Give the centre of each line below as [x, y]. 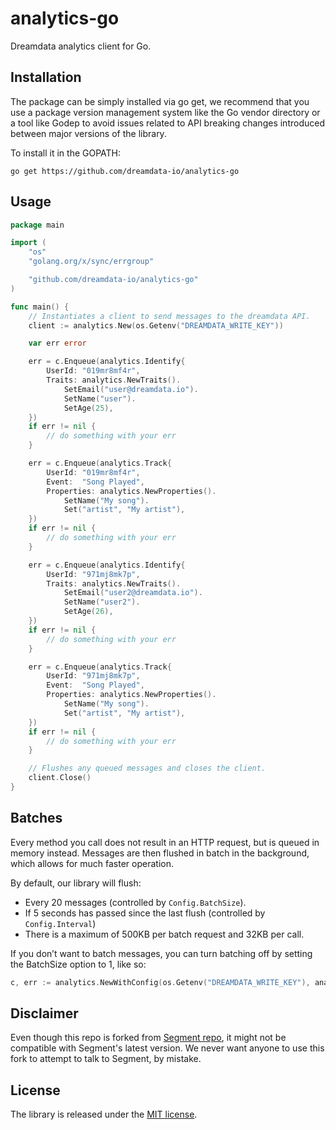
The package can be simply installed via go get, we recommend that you [160, 101]
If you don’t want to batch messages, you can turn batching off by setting [161, 953]
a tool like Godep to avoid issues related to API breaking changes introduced [167, 123]
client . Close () [60, 778]
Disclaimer [44, 1013]
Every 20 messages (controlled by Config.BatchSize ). [135, 902]
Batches [36, 818]
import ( [28, 243]
